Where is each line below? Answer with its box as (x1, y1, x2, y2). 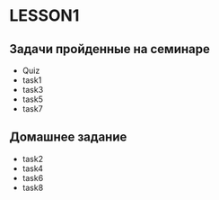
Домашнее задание (9, 130, 127, 145)
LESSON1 (9, 5, 80, 26)
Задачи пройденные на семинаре (9, 41, 211, 57)
